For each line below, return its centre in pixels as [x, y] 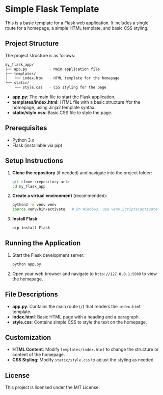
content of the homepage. [39, 355]
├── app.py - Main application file [52, 69]
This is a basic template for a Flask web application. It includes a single [77, 23]
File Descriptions [31, 295]
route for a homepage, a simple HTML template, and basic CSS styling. [77, 28]
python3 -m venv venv [34, 205]
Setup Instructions [34, 161]
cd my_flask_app [29, 186]
